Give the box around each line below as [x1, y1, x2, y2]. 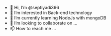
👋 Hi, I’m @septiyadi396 [9, 5, 60, 10]
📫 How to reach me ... [9, 26, 56, 31]
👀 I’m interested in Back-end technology [9, 10, 93, 16]
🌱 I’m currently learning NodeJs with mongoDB [9, 15, 107, 20]
